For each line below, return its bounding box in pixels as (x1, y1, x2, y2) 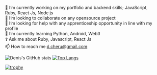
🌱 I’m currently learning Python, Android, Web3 (5, 31, 101, 36)
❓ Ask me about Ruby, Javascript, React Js (5, 36, 92, 42)
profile (5, 25, 19, 31)
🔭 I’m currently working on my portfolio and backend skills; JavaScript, (5, 5, 148, 10)
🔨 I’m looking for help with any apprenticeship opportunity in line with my (5, 20, 153, 26)
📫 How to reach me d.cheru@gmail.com (5, 44, 87, 49)
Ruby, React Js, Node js (5, 10, 53, 16)
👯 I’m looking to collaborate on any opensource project (5, 15, 116, 21)
